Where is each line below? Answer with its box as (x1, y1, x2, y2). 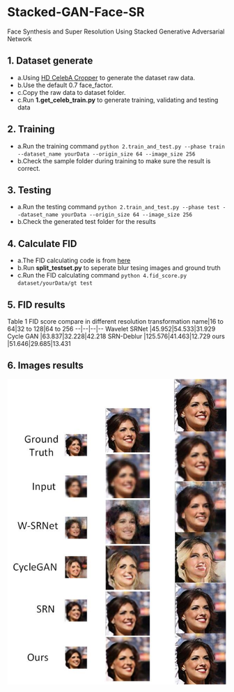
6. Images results (7, 360, 84, 372)
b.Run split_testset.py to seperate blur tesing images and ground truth (17, 264, 221, 272)
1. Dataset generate (7, 55, 93, 67)
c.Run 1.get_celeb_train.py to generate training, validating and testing (17, 96, 219, 104)
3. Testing (7, 184, 52, 196)
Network (7, 34, 33, 43)
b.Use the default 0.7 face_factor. (17, 81, 114, 89)
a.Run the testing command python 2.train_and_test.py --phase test (17, 203, 220, 211)
